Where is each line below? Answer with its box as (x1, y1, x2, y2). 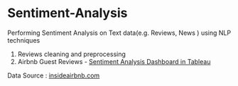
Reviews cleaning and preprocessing (17, 50, 126, 58)
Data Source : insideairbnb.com (7, 71, 100, 80)
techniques (7, 36, 40, 44)
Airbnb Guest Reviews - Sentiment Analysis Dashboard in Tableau (17, 57, 211, 65)
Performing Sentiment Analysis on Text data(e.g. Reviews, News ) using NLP (7, 28, 232, 37)
